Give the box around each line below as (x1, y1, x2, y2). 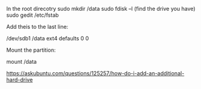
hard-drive (6, 76, 33, 83)
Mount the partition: (6, 46, 56, 54)
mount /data (6, 58, 37, 65)
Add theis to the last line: (6, 23, 69, 30)
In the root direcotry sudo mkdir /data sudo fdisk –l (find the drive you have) (6, 5, 196, 12)
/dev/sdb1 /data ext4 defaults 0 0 (6, 35, 89, 41)
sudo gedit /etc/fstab (6, 11, 59, 19)
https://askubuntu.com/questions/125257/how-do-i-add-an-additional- (6, 70, 185, 77)
